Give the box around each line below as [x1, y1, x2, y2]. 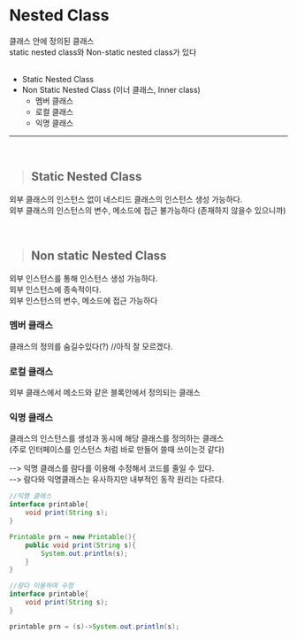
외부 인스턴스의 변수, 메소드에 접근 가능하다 [9, 295, 158, 305]
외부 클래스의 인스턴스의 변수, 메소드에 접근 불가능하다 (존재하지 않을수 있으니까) [9, 204, 286, 215]
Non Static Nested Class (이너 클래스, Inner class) [21, 84, 201, 95]
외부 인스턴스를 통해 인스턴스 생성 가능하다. [9, 273, 158, 283]
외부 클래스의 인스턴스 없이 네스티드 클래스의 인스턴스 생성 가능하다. [9, 194, 243, 204]
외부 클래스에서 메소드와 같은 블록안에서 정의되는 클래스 [9, 387, 201, 398]
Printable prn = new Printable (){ [9, 532, 137, 541]
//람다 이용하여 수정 [9, 582, 74, 590]
